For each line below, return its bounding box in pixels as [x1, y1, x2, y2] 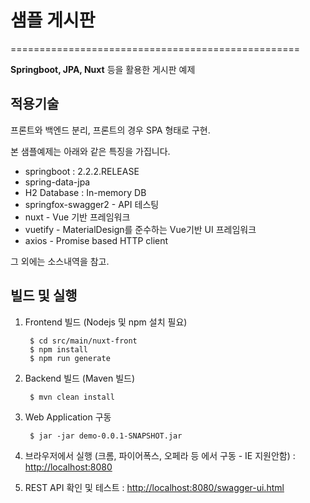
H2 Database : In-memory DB [24, 186, 147, 198]
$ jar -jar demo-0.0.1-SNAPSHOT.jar [29, 431, 183, 441]
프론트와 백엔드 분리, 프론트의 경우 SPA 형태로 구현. [10, 124, 211, 136]
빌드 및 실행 [10, 287, 78, 305]
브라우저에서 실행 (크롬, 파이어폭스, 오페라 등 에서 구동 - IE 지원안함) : [24, 449, 296, 461]
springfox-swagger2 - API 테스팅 [24, 198, 160, 210]
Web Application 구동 [24, 411, 112, 423]
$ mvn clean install [29, 392, 115, 402]
